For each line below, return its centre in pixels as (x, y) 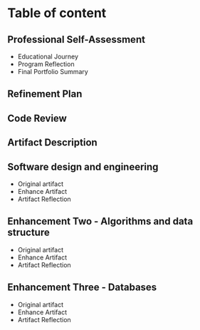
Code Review (37, 118)
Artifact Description (52, 143)
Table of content (57, 13)
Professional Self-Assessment (77, 40)
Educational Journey (48, 56)
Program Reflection (46, 64)
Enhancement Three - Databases (82, 288)
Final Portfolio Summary (53, 72)
